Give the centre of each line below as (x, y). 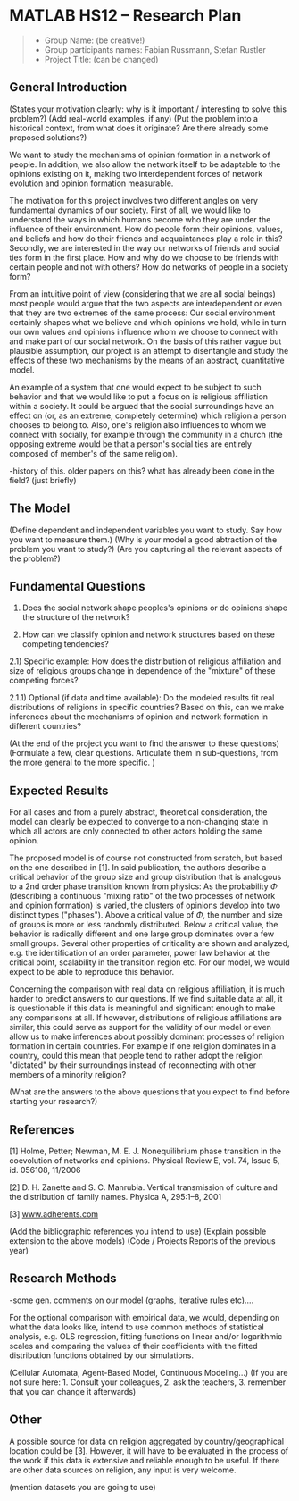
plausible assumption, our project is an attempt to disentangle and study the (149, 350)
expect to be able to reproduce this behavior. (92, 972)
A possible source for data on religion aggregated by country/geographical (146, 1441)
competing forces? (44, 681)
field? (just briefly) (43, 480)
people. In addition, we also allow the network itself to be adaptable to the (145, 164)
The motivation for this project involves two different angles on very (134, 200)
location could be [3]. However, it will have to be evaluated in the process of (149, 1451)
